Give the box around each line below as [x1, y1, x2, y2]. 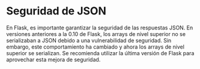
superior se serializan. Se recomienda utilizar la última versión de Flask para [6, 49, 195, 56]
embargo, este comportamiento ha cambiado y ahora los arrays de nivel [6, 43, 185, 50]
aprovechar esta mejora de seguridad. [6, 56, 101, 63]
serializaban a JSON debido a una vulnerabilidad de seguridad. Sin [6, 37, 172, 44]
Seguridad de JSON [6, 4, 107, 18]
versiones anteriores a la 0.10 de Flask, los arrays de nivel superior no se [6, 30, 186, 37]
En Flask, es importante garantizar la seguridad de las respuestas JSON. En [6, 24, 193, 31]
